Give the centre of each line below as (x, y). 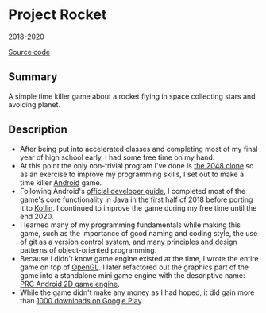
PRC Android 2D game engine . (70, 284)
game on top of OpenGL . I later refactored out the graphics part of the (134, 267)
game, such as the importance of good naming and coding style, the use (139, 233)
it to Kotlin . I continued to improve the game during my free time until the (138, 207)
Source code (29, 52)
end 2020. (37, 216)
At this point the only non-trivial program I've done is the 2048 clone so (137, 165)
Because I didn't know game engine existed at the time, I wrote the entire (139, 258)
